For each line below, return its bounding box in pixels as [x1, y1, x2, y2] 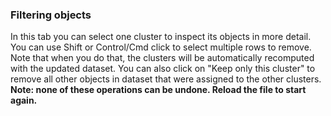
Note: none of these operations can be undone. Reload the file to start [10, 84, 307, 96]
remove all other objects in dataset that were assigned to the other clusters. [10, 73, 322, 85]
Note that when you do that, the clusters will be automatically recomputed [10, 52, 315, 64]
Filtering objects [10, 8, 92, 22]
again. [10, 94, 38, 107]
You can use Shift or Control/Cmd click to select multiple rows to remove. [10, 41, 312, 53]
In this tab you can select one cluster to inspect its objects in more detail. [10, 31, 312, 43]
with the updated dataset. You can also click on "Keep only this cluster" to [10, 63, 316, 75]
